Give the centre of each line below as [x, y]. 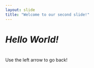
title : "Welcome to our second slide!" [48, 15]
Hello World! [32, 40]
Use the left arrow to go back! [36, 60]
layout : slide [20, 10]
